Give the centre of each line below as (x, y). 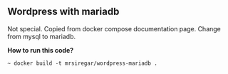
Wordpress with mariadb (63, 12)
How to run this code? (41, 50)
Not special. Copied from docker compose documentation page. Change (114, 28)
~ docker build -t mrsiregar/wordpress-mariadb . (83, 63)
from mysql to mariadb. (42, 36)
